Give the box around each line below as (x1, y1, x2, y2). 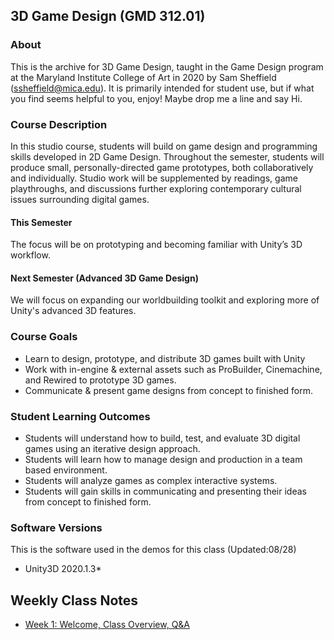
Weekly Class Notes (10, 592, 139, 609)
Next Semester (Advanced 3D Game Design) (10, 272, 199, 284)
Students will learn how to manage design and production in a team (24, 453, 303, 465)
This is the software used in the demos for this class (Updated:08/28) (10, 544, 297, 556)
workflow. (10, 249, 51, 261)
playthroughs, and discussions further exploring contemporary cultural (10, 182, 302, 194)
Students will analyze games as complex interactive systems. (24, 474, 278, 486)
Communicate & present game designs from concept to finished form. (24, 384, 314, 396)
